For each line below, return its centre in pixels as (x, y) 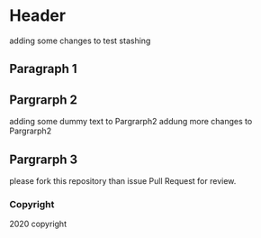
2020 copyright (38, 224)
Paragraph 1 (44, 69)
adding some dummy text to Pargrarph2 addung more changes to (131, 122)
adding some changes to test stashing (80, 41)
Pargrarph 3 (44, 159)
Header (37, 16)
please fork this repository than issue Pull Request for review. (123, 180)
